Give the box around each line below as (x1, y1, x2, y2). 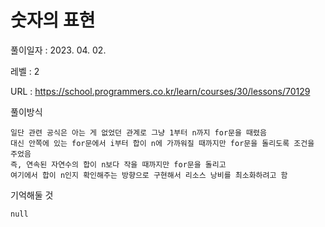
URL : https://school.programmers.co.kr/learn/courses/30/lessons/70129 (10, 85, 311, 97)
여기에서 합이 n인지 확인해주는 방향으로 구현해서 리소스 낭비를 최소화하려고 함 (10, 170, 288, 180)
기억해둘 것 (10, 189, 54, 201)
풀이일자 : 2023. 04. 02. (10, 44, 107, 56)
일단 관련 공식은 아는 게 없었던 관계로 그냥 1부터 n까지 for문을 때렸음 (10, 127, 267, 138)
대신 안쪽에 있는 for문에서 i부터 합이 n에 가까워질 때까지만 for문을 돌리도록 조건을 (10, 138, 315, 148)
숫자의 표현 (10, 9, 96, 32)
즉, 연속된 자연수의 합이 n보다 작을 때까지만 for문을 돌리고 (10, 159, 227, 170)
